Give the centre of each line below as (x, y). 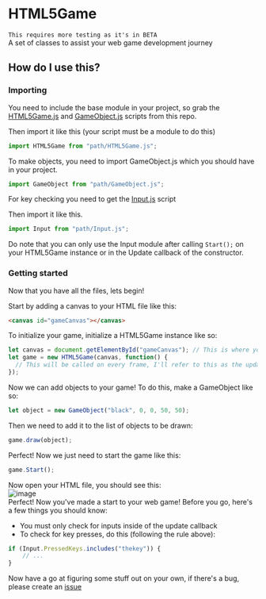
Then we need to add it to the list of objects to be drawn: (101, 425)
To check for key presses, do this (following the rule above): (118, 534)
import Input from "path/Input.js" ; (68, 229)
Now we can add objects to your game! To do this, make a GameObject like (131, 387)
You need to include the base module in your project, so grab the (114, 107)
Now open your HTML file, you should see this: (85, 485)
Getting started (38, 273)
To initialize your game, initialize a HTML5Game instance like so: (113, 336)
